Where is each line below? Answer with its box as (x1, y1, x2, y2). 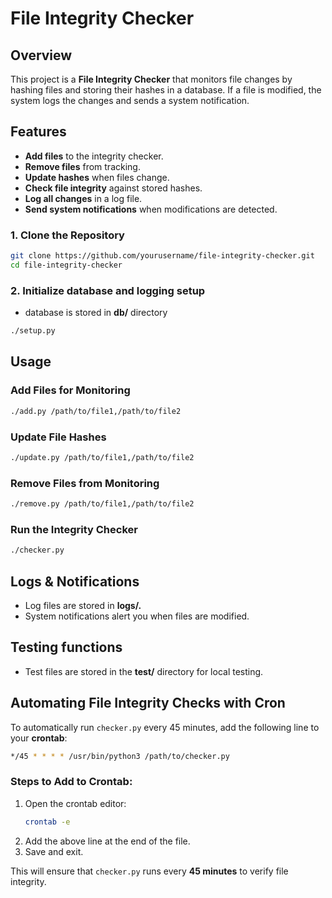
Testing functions (10, 639, 123, 656)
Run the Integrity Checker (10, 522, 138, 536)
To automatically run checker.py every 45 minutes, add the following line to (10, 721, 320, 733)
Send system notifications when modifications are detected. (24, 203, 278, 215)
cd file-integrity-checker (10, 260, 123, 270)
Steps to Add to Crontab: (10, 775, 133, 789)
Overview (10, 47, 73, 64)
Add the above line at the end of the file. (24, 835, 191, 847)
